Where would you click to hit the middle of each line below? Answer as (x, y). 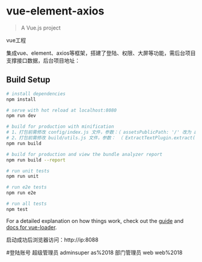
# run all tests (26, 204)
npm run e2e (21, 193)
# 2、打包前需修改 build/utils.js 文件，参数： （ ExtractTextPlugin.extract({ (102, 138)
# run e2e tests (26, 187)
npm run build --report (36, 160)
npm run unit (23, 176)
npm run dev (21, 116)
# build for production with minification (60, 127)
